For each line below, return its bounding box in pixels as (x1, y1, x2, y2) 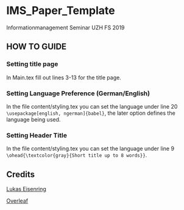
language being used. (6, 115, 61, 123)
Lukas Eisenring (6, 186, 47, 193)
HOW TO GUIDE (6, 42, 67, 52)
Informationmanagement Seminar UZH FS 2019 (6, 24, 125, 31)
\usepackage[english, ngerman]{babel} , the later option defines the (6, 109, 175, 117)
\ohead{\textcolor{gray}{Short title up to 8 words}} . (6, 151, 147, 159)
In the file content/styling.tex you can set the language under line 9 (6, 145, 175, 153)
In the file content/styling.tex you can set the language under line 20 (6, 103, 178, 110)
